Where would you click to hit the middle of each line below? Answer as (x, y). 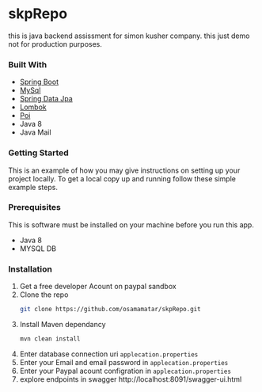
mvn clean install (50, 339)
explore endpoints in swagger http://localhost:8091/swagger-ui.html (131, 379)
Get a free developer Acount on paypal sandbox (98, 287)
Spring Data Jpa (46, 99)
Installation (30, 268)
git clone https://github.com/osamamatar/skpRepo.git (110, 310)
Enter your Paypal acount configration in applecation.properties (125, 371)
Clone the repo (44, 295)
